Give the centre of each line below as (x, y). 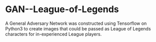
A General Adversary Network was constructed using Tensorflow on (76, 23)
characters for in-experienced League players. (54, 34)
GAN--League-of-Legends (62, 9)
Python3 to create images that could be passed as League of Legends (78, 28)
